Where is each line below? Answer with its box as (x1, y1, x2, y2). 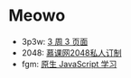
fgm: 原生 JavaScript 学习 (21, 58, 117, 69)
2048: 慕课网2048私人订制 (21, 47, 122, 58)
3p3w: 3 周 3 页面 (21, 36, 89, 47)
